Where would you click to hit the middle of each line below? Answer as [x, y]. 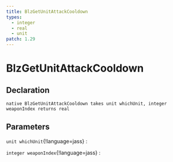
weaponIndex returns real [38, 109]
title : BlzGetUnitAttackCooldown [47, 12]
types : [14, 17]
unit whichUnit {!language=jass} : [47, 141]
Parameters [28, 127]
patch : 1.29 [21, 39]
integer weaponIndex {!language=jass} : [54, 153]
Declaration [28, 90]
